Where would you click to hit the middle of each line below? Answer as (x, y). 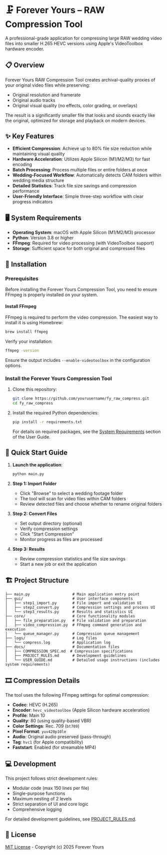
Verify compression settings (49, 528)
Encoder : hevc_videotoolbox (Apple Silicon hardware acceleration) (81, 710)
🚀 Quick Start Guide (36, 453)
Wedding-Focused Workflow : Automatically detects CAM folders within (87, 175)
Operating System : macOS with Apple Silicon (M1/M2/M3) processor (84, 233)
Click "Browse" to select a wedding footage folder (71, 493)
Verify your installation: (29, 341)
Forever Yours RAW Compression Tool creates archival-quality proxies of (80, 80)
